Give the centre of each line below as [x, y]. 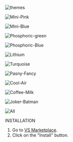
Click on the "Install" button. [40, 135]
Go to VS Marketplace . [35, 130]
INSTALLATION [20, 121]
